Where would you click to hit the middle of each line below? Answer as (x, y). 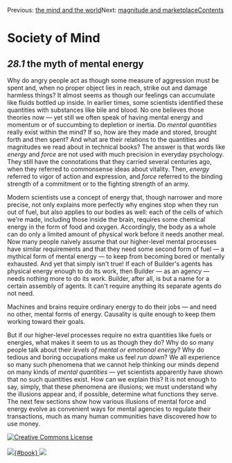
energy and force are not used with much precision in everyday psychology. (116, 154)
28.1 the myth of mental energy (75, 64)
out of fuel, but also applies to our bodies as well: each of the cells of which (115, 212)
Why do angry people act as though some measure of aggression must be (113, 80)
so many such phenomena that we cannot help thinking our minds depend (113, 365)
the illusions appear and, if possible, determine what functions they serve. (113, 394)
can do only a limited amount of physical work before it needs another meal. (116, 234)
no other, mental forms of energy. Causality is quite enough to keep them (111, 314)
